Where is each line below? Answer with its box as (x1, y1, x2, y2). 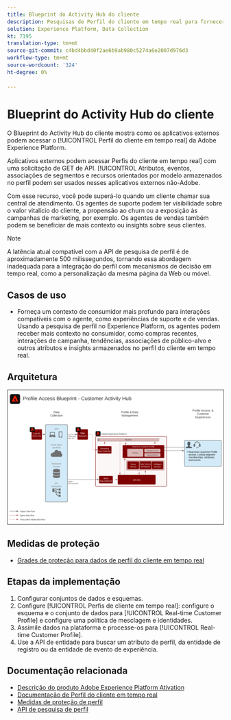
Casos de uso (7, 289, 66, 301)
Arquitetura (7, 371, 58, 383)
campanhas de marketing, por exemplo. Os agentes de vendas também (7, 214, 209, 222)
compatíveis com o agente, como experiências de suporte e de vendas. (16, 315, 219, 323)
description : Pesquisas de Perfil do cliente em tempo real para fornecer (7, 18, 226, 25)
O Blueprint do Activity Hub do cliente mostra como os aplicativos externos (7, 129, 219, 137)
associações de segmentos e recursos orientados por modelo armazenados (7, 171, 223, 179)
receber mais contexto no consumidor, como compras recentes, (16, 330, 199, 338)
